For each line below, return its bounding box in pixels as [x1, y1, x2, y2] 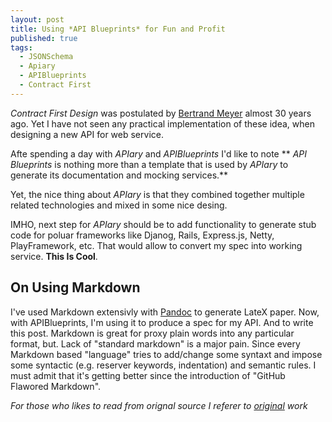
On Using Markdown [10, 279, 141, 296]
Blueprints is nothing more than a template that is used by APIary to [10, 158, 289, 170]
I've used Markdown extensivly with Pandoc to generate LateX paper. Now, [10, 306, 320, 318]
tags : [10, 42, 33, 53]
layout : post [10, 14, 65, 25]
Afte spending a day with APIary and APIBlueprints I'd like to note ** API [10, 147, 308, 160]
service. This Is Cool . [10, 250, 98, 262]
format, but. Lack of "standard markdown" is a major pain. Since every [10, 337, 301, 350]
